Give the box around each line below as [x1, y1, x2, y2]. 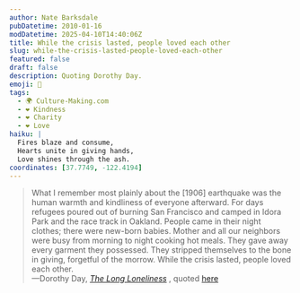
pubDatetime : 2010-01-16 [9, 22, 102, 30]
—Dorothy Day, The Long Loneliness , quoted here [31, 273, 219, 284]
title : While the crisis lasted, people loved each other [9, 38, 231, 47]
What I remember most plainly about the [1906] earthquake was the [31, 187, 282, 198]
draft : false [9, 64, 58, 73]
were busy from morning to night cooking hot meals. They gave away [31, 235, 289, 246]
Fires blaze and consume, [17, 138, 115, 147]
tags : [9, 88, 30, 97]
